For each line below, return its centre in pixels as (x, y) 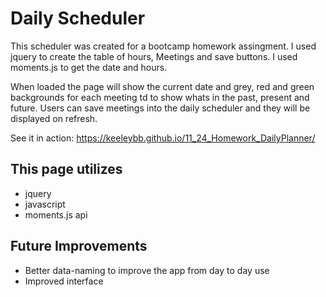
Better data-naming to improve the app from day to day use (147, 270)
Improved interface (64, 281)
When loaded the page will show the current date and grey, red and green (162, 86)
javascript (45, 204)
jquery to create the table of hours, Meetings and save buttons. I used (154, 56)
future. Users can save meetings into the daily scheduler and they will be (160, 108)
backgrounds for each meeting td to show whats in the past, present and (160, 97)
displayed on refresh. (54, 118)
